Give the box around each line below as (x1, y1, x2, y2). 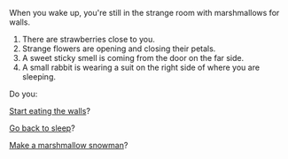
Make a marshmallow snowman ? (9, 140, 128, 150)
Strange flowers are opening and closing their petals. (21, 43, 216, 54)
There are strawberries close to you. (21, 34, 155, 44)
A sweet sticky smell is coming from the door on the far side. (21, 53, 245, 63)
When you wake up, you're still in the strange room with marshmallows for (9, 8, 280, 18)
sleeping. (21, 72, 56, 82)
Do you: (9, 88, 38, 99)
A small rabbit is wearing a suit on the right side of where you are (21, 62, 260, 72)
